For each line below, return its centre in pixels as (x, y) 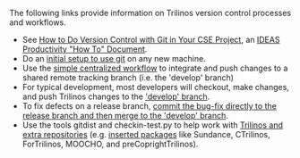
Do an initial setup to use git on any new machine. (114, 58)
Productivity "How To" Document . (85, 49)
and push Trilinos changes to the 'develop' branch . (116, 96)
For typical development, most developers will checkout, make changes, (155, 87)
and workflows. (38, 22)
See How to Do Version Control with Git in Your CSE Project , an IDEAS (151, 40)
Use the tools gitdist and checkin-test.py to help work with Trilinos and (153, 125)
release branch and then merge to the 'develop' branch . (125, 116)
